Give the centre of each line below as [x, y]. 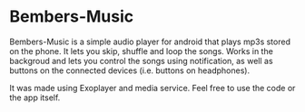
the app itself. [35, 98]
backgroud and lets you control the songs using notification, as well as [142, 61]
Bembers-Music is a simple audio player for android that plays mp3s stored [150, 42]
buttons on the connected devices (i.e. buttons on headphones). [130, 70]
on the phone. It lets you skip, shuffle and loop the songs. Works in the [142, 51]
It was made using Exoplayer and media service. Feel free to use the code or [152, 88]
